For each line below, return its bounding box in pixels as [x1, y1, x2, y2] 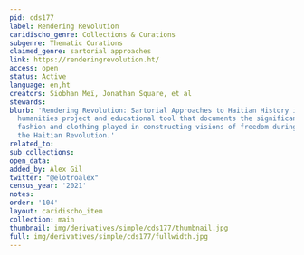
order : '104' [9, 198, 59, 208]
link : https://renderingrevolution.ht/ [9, 55, 160, 64]
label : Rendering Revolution [9, 22, 119, 31]
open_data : [9, 156, 51, 165]
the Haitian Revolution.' [17, 131, 116, 140]
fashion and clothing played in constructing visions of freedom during [17, 123, 298, 132]
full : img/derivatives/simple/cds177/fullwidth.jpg [9, 231, 208, 241]
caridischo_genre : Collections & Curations [9, 30, 176, 39]
